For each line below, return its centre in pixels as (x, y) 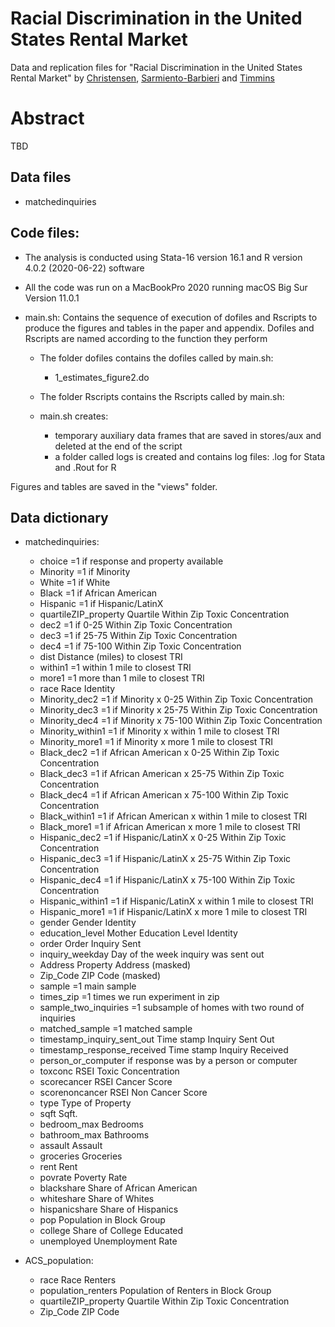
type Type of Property (85, 1103)
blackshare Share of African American (118, 1188)
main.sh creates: (74, 416)
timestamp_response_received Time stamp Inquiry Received (164, 1050)
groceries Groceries (81, 1156)
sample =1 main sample (88, 986)
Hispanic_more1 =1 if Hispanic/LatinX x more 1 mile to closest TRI (173, 912)
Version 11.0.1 (52, 298)
